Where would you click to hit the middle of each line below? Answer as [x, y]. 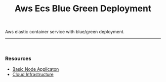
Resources [18, 58]
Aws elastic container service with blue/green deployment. [65, 31]
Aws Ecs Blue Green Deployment [83, 9]
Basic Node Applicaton [36, 69]
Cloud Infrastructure [33, 75]
